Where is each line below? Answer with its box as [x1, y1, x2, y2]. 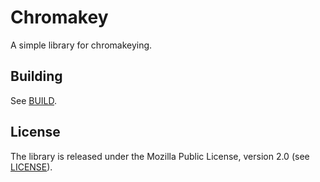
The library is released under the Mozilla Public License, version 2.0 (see [10, 150, 310, 162]
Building [10, 68, 63, 85]
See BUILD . [10, 94, 58, 106]
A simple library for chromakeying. [10, 39, 153, 51]
